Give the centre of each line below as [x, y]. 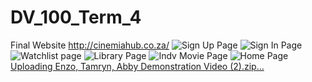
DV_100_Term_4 [76, 17]
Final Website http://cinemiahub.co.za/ [90, 45]
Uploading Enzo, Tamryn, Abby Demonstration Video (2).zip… [137, 66]
